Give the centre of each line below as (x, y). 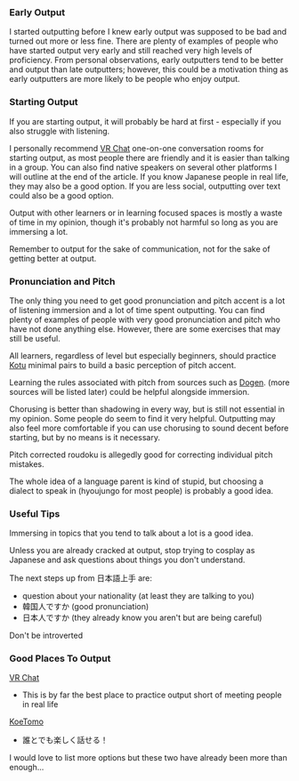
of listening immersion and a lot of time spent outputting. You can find (137, 310)
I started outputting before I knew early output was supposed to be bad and (148, 32)
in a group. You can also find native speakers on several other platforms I (143, 167)
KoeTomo (27, 721)
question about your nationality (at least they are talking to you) (138, 596)
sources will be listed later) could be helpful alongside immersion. (129, 391)
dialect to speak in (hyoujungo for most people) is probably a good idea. (141, 490)
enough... (27, 768)
